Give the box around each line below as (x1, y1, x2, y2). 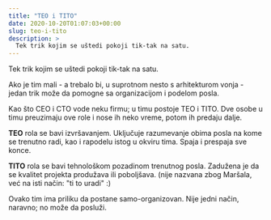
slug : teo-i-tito (8, 27, 67, 35)
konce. (8, 146, 32, 155)
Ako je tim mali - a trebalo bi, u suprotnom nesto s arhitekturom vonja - (8, 80, 244, 90)
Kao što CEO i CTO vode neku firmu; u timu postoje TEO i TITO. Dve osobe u (8, 104, 263, 114)
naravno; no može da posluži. (8, 203, 107, 213)
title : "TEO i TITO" (8, 11, 78, 20)
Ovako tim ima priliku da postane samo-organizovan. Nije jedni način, (8, 194, 239, 204)
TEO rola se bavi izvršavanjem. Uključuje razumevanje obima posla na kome (8, 129, 263, 138)
